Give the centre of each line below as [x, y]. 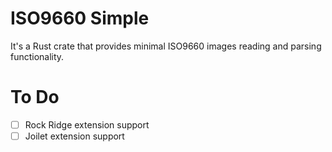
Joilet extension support [74, 136]
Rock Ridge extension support [87, 124]
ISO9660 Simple [80, 18]
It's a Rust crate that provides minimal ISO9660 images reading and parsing [166, 46]
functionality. [37, 56]
